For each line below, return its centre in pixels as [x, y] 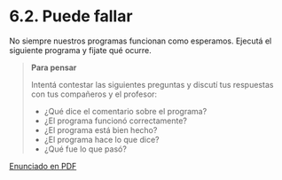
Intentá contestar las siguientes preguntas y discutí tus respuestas [152, 84]
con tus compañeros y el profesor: [94, 94]
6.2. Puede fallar [71, 16]
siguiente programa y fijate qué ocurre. [81, 50]
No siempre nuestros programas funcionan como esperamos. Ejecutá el [141, 41]
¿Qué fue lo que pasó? [85, 149]
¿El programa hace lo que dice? [102, 139]
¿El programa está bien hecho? [101, 129]
